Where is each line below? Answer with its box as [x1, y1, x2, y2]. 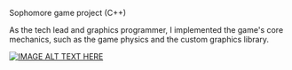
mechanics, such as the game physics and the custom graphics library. [9, 35, 269, 44]
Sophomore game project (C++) [9, 8, 127, 18]
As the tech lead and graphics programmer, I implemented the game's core [9, 25, 284, 35]
